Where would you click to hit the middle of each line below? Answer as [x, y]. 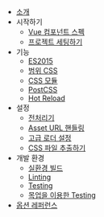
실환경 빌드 [45, 168]
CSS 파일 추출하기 [57, 148]
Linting [39, 177]
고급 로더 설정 [50, 138]
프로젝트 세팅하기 [55, 42]
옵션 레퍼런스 [37, 205]
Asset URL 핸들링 [56, 128]
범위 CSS [43, 70]
